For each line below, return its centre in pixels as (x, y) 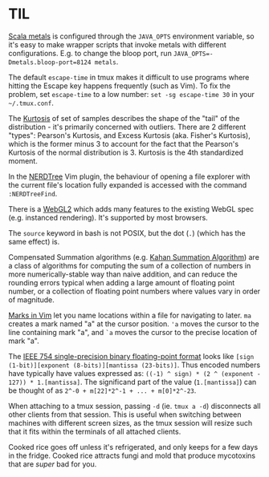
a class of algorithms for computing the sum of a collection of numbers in (130, 265)
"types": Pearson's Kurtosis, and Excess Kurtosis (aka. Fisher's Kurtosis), (129, 135)
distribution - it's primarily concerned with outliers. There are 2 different (127, 127)
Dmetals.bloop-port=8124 (50, 62)
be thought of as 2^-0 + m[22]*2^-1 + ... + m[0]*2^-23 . (102, 390)
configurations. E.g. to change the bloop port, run (90, 53)
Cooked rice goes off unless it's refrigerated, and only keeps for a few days (133, 447)
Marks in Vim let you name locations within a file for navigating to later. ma (130, 315)
